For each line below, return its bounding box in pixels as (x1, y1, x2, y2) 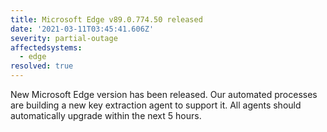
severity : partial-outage (10, 33, 118, 43)
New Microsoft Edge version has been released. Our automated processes (10, 89, 318, 100)
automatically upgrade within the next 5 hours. (10, 110, 202, 121)
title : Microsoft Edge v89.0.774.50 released (10, 14, 203, 25)
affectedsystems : (10, 42, 83, 53)
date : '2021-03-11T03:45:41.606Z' (10, 24, 155, 34)
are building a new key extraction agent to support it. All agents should (10, 99, 302, 111)
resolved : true (10, 61, 74, 71)
